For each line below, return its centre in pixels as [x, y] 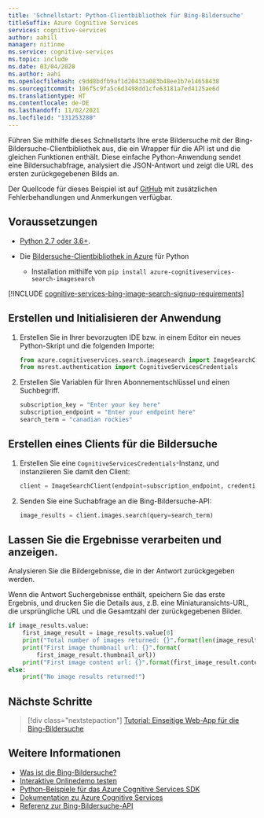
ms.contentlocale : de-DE [49, 103]
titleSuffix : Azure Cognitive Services [73, 23]
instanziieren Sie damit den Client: [75, 471]
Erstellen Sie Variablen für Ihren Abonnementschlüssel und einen [125, 382]
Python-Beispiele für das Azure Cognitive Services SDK [110, 789]
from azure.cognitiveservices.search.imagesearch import [115, 360]
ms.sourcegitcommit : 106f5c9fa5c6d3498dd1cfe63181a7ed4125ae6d [114, 88]
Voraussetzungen [53, 222]
